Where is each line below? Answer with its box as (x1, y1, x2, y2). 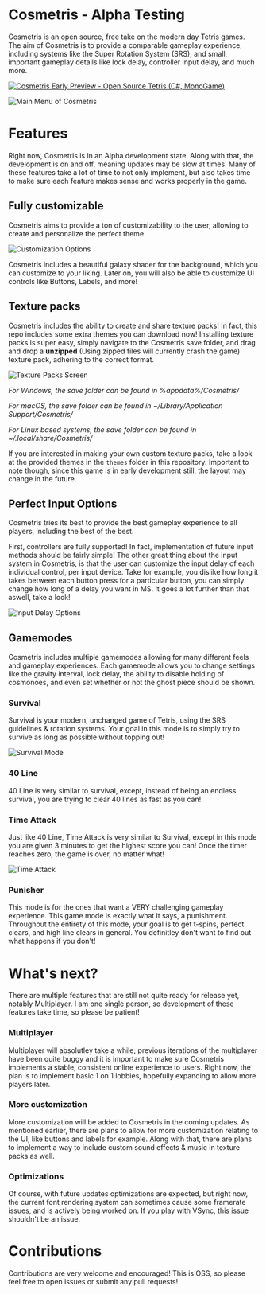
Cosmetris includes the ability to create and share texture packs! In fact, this (8, 321, 258, 330)
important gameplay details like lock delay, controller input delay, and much (8, 57, 256, 67)
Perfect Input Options (8, 497, 118, 510)
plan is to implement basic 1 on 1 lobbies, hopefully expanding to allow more (8, 1070, 256, 1080)
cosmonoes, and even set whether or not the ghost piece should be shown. (8, 678, 256, 688)
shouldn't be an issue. (8, 1214, 81, 1224)
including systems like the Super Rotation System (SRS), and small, (8, 49, 228, 58)
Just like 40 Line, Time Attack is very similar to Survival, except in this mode (8, 832, 257, 842)
